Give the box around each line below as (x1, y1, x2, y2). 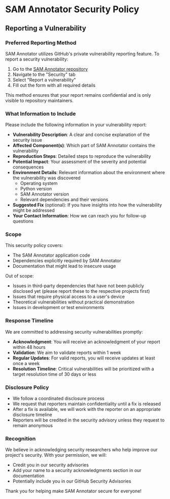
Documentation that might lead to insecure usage (12, 263, 116, 269)
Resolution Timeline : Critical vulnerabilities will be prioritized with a (12, 366, 154, 372)
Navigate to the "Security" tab (12, 71, 76, 77)
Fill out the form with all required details (12, 82, 95, 88)
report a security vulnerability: (5, 56, 69, 62)
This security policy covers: (5, 242, 63, 248)
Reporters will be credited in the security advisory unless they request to (12, 417, 165, 423)
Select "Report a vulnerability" (12, 76, 76, 82)
